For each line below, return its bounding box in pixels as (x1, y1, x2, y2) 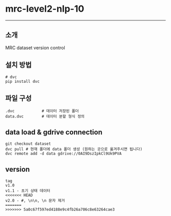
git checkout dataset (5, 141, 51, 146)
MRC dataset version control (5, 44, 65, 51)
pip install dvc (5, 79, 40, 84)
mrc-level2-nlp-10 (5, 3, 84, 15)
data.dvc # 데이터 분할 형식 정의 (5, 114, 85, 119)
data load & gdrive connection (5, 128, 103, 136)
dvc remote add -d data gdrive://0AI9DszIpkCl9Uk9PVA (5, 151, 122, 157)
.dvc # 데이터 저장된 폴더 (5, 109, 79, 114)
